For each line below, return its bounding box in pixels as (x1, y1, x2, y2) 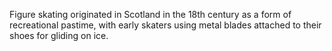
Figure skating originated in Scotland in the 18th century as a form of (9, 9, 292, 20)
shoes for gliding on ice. (9, 30, 109, 41)
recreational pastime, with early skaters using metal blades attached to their (9, 19, 322, 31)
